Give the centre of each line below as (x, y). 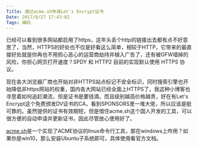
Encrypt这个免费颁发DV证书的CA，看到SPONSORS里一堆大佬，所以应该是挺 (99, 104)
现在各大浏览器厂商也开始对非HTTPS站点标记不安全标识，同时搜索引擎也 (95, 82)
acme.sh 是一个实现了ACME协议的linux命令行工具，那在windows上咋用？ (95, 131)
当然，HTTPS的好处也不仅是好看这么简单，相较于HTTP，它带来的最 (104, 47)
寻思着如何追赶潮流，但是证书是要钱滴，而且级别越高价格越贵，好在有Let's (97, 96)
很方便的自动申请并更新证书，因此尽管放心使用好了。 (71, 119)
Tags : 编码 (19, 22)
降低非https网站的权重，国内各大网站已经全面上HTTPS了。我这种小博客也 (100, 89)
